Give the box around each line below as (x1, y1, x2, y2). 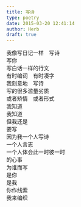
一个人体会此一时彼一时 (6, 148, 65, 156)
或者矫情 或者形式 (6, 95, 55, 103)
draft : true (6, 32, 37, 38)
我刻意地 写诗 (6, 80, 44, 87)
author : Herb (6, 26, 40, 32)
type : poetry (6, 15, 40, 21)
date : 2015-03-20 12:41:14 (6, 20, 75, 26)
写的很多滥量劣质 (6, 87, 49, 95)
